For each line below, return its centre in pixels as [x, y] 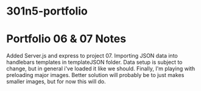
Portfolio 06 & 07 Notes [66, 39]
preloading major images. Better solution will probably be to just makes [95, 75]
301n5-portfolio [47, 11]
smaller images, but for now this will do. [56, 82]
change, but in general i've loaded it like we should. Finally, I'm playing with [101, 69]
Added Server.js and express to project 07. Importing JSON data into [92, 56]
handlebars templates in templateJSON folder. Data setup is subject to [94, 62]
